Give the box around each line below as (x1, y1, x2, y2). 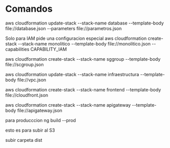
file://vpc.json (17, 77, 46, 83)
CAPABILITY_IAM (30, 46, 67, 52)
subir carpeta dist (5, 137, 42, 143)
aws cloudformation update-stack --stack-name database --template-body (5, 20, 164, 26)
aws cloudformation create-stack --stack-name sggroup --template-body (5, 56, 161, 62)
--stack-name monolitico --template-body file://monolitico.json (17, 40, 151, 46)
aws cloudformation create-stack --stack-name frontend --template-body (5, 86, 161, 92)
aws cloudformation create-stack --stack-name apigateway (5, 102, 131, 108)
